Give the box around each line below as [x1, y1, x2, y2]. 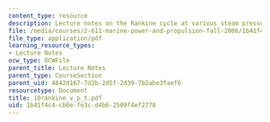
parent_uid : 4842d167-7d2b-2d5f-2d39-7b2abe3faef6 [8, 79, 182, 87]
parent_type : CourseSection [8, 71, 103, 79]
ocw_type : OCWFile [8, 57, 70, 65]
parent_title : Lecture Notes [8, 64, 106, 72]
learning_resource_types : [8, 42, 95, 50]
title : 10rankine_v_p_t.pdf [8, 94, 103, 102]
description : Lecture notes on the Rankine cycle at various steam [8, 19, 239, 27]
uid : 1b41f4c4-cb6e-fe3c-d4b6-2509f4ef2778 [8, 101, 157, 109]
